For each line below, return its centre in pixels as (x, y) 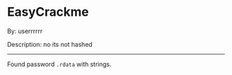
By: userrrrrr (25, 31)
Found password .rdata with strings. (59, 64)
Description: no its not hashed (50, 44)
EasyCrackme (48, 12)
